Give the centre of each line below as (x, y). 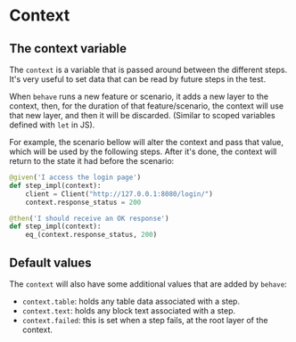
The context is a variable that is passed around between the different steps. (148, 69)
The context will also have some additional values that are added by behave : (148, 284)
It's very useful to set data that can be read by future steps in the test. (137, 79)
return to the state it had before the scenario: (92, 161)
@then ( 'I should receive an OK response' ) (89, 218)
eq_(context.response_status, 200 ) (91, 235)
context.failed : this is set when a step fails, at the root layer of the (145, 320)
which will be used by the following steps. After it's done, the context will (143, 151)
